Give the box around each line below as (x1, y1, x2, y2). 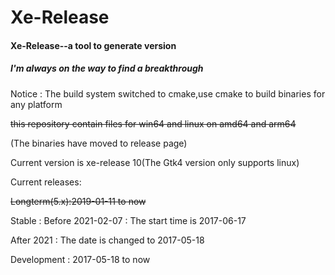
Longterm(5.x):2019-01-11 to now (10, 195, 147, 207)
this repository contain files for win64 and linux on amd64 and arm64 (10, 117, 297, 130)
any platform (10, 98, 63, 110)
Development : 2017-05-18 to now (10, 253, 151, 265)
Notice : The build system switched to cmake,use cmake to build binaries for (10, 87, 326, 100)
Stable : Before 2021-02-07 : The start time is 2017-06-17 (10, 214, 247, 226)
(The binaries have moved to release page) (10, 137, 188, 149)
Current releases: (10, 176, 82, 188)
